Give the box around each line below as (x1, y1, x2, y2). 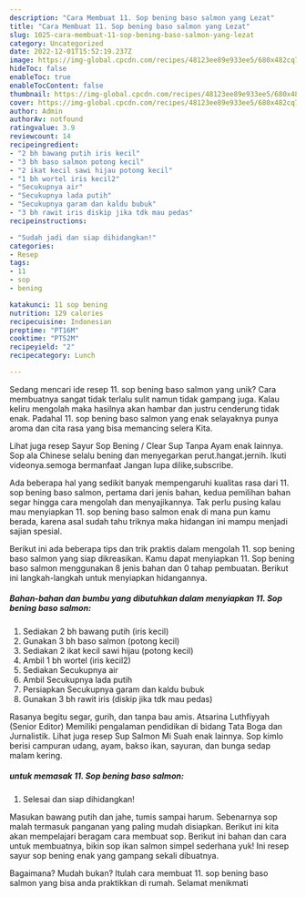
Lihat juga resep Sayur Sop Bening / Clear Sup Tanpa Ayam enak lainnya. (9, 440, 284, 451)
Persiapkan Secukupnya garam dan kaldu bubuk (22, 684, 205, 695)
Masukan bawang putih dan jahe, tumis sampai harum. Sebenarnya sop (9, 811, 278, 822)
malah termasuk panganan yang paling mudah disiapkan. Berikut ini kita (9, 821, 280, 831)
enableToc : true (9, 73, 71, 82)
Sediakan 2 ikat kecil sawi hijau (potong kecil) (22, 645, 194, 656)
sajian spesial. (9, 525, 63, 536)
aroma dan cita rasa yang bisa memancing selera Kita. (9, 423, 213, 433)
